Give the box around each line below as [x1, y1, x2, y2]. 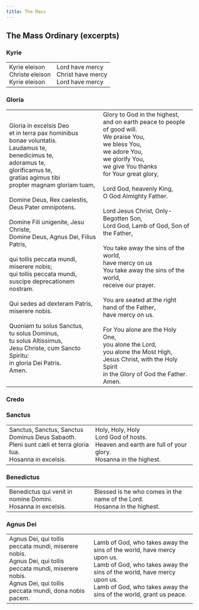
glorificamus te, [9, 166, 53, 174]
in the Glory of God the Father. [102, 370, 188, 378]
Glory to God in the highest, [102, 110, 179, 119]
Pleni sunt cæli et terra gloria [9, 440, 89, 449]
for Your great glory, [102, 170, 159, 178]
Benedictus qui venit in [9, 488, 73, 496]
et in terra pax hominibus [9, 129, 79, 137]
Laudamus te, [9, 144, 47, 152]
